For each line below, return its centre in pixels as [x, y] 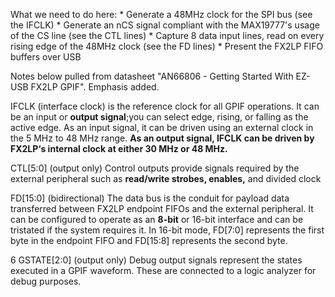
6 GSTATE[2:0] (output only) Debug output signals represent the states [156, 260]
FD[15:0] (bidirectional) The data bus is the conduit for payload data [150, 198]
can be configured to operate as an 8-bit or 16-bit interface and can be [157, 219]
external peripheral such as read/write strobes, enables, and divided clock [166, 178]
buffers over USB [46, 57]
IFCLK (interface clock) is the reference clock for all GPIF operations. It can [165, 106]
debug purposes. [46, 281]
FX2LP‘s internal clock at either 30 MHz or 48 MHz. [119, 148]
